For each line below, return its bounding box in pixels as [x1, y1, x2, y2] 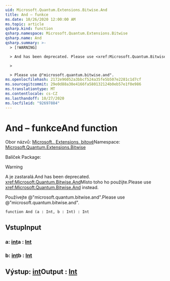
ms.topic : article [5, 21, 44, 27]
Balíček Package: [5, 154, 41, 160]
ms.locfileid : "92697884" [5, 101, 60, 106]
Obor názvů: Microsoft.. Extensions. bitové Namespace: [5, 139, 120, 145]
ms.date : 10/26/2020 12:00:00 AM [5, 17, 76, 22]
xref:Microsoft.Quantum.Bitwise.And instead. [5, 184, 99, 191]
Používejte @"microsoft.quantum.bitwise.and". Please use [5, 194, 125, 200]
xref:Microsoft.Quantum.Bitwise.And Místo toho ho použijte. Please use [5, 179, 152, 185]
